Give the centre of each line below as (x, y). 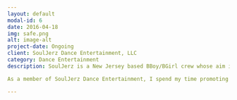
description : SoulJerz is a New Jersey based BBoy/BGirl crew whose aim (116, 66)
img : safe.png (28, 33)
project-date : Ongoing (41, 46)
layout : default (31, 14)
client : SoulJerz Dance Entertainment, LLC (72, 54)
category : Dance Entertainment (53, 60)
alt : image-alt (30, 40)
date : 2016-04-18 (33, 27)
